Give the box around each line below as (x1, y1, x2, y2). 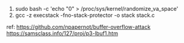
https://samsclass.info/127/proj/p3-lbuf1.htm (6, 30, 118, 37)
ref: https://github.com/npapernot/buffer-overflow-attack (6, 24, 151, 30)
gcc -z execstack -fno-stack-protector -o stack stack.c (15, 12, 155, 19)
